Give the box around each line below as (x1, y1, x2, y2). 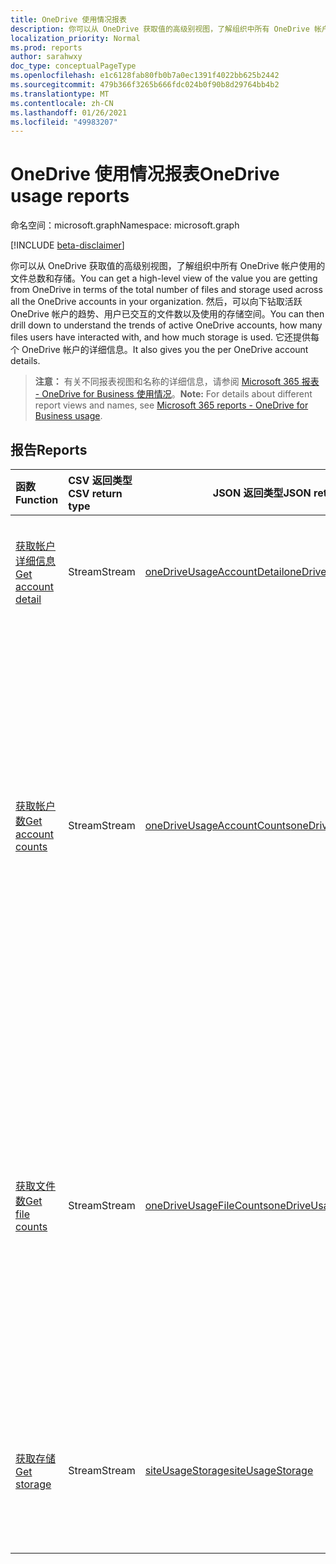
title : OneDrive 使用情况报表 (10, 14, 127, 25)
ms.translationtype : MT (10, 89, 110, 99)
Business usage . (34, 410, 103, 422)
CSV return (68, 487, 123, 500)
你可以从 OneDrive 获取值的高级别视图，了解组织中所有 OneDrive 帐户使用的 (10, 260, 326, 272)
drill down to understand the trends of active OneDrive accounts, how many (10, 319, 323, 331)
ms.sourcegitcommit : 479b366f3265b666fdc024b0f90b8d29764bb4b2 (10, 80, 280, 90)
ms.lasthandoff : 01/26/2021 (10, 107, 128, 118)
